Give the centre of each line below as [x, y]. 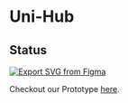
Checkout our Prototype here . [64, 89]
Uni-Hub [42, 17]
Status [28, 50]
